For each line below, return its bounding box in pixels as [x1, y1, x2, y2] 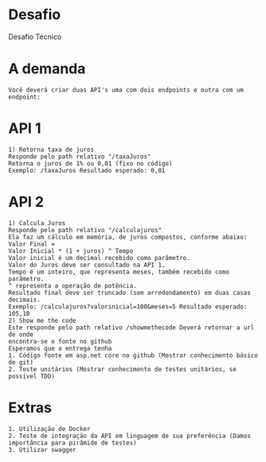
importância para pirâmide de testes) [8, 439, 137, 447]
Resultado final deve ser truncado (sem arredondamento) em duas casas [8, 289, 251, 297]
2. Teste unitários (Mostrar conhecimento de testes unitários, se [8, 365, 237, 373]
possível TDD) [8, 372, 56, 380]
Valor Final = [8, 240, 56, 248]
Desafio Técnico [8, 32, 62, 41]
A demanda [8, 60, 86, 78]
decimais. [8, 296, 41, 304]
